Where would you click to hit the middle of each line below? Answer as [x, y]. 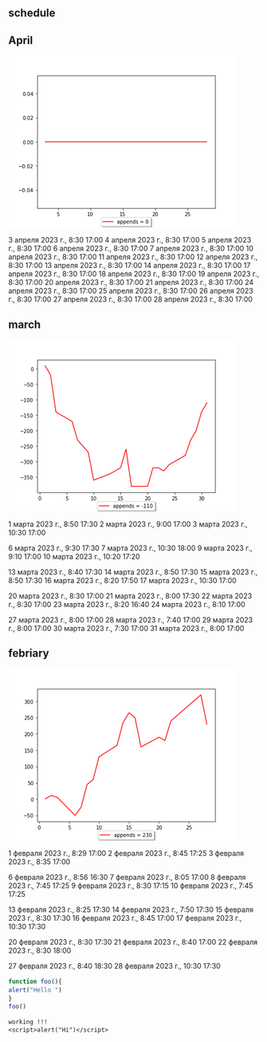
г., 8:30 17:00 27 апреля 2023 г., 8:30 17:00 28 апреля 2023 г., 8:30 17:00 [131, 299]
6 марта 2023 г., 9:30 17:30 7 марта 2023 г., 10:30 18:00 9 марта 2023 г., [130, 548]
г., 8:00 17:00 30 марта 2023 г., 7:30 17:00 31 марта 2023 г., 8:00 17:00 [126, 629]
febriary [29, 653]
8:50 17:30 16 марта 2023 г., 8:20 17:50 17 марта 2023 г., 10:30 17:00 [122, 581]
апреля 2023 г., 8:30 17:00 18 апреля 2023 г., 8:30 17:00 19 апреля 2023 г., [134, 274]
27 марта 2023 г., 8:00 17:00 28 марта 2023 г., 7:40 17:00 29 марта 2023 [131, 620]
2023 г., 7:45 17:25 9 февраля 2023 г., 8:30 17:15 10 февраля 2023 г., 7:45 [131, 886]
